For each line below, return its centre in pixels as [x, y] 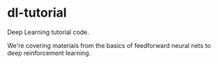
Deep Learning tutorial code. [48, 32]
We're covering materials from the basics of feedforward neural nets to [109, 45]
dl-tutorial [37, 13]
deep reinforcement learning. [49, 53]
